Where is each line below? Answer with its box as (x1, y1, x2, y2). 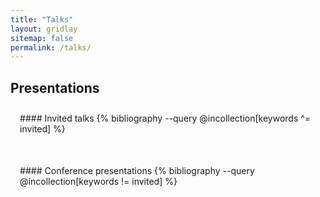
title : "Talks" (10, 14, 74, 25)
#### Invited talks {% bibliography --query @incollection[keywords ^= (19, 112, 312, 125)
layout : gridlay (10, 24, 78, 34)
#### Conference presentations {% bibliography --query (19, 165, 255, 177)
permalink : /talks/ (10, 42, 92, 53)
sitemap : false (10, 33, 74, 43)
